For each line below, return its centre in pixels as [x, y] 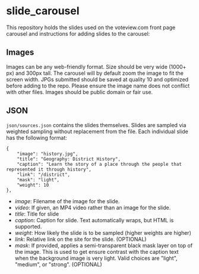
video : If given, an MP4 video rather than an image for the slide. [93, 207]
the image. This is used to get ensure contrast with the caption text [97, 251]
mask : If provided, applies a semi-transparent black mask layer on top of [104, 245]
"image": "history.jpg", [48, 154]
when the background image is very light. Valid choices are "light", [96, 258]
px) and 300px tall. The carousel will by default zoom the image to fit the [95, 73]
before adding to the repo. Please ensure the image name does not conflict [98, 86]
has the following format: [37, 137]
